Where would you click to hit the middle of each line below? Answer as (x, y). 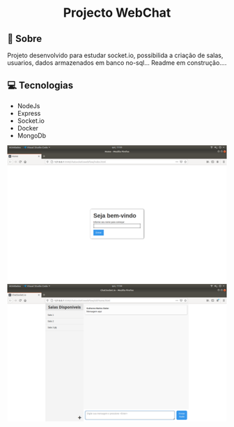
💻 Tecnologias (40, 85)
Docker (28, 128)
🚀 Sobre (25, 39)
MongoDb (32, 135)
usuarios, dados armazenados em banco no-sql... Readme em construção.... (117, 63)
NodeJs (29, 105)
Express (29, 113)
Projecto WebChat (117, 13)
